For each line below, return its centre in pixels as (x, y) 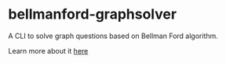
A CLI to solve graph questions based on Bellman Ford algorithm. (113, 36)
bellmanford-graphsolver (93, 14)
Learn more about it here (48, 51)
